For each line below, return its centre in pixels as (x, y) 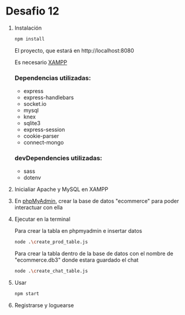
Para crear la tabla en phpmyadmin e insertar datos (78, 231)
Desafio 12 (33, 11)
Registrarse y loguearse (44, 305)
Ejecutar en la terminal (42, 219)
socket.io (35, 104)
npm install (29, 39)
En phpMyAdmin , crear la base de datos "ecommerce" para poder (97, 201)
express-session (44, 130)
